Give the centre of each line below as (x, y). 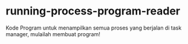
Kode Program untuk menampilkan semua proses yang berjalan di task (94, 28)
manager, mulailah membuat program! (53, 34)
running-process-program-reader (93, 11)
